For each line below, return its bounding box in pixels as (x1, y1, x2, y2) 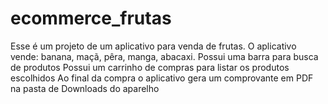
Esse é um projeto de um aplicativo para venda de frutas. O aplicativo (10, 40, 297, 52)
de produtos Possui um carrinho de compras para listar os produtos (10, 61, 290, 73)
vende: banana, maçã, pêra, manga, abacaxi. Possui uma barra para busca (10, 50, 319, 62)
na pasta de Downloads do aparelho (10, 82, 160, 94)
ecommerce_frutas (10, 7, 172, 30)
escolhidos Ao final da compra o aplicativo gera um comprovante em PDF (10, 72, 314, 84)
